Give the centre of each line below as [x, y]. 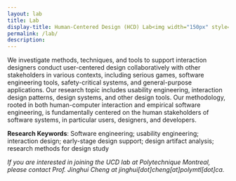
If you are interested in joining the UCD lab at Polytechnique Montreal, [109, 162]
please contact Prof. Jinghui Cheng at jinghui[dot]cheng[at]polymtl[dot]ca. [116, 170]
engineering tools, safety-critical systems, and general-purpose [99, 82]
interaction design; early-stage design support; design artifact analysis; [111, 141]
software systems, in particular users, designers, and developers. [102, 120]
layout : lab [25, 14]
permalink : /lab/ [33, 33]
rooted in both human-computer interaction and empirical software [104, 105]
